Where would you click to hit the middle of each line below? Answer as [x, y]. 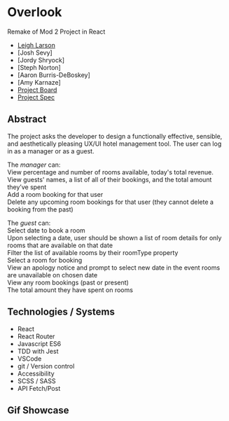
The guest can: [29, 223]
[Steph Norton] [39, 67]
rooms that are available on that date [60, 245]
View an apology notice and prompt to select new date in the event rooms [114, 268]
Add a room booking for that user [55, 194]
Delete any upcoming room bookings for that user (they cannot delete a [110, 202]
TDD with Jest [38, 351]
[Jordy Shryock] [41, 60]
